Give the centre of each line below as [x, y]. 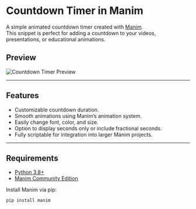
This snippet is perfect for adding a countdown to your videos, [81, 33]
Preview [21, 58]
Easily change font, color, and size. [56, 122]
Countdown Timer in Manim [75, 11]
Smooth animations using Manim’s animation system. [78, 116]
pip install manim [28, 201]
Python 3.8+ [29, 172]
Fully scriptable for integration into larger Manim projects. [83, 134]
